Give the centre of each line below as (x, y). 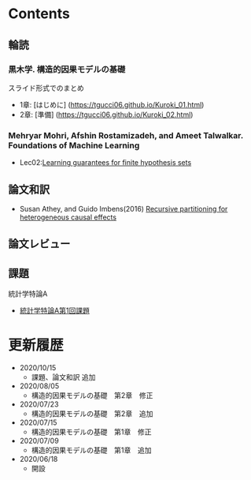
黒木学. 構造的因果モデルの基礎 (67, 69)
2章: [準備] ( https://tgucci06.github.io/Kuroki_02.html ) (106, 114)
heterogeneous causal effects (68, 217)
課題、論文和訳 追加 (63, 377)
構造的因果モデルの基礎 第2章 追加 (92, 414)
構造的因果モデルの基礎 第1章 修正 (91, 432)
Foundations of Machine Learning (74, 145)
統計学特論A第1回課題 (55, 311)
